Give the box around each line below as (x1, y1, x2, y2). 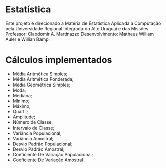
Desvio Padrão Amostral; (12, 146, 65, 152)
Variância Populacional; (12, 130, 62, 136)
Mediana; (12, 92, 32, 98)
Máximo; (12, 103, 31, 109)
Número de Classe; (12, 119, 53, 125)
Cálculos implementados (5, 54, 112, 66)
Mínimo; (12, 98, 30, 104)
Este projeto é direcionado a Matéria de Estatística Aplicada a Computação (5, 20, 161, 26)
